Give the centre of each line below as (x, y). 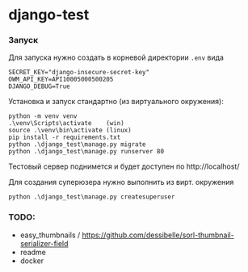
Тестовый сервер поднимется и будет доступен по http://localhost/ (124, 166)
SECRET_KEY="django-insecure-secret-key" (79, 73)
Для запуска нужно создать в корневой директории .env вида (116, 57)
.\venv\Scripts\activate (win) (67, 123)
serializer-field (44, 243)
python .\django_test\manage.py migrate (78, 144)
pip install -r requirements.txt (65, 138)
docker (32, 261)
